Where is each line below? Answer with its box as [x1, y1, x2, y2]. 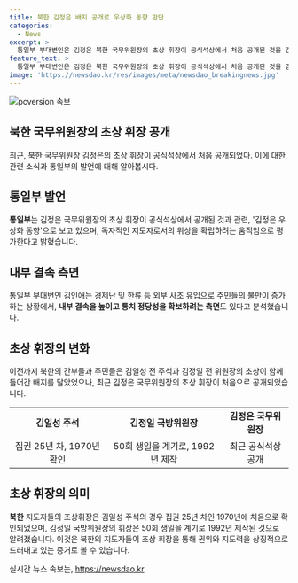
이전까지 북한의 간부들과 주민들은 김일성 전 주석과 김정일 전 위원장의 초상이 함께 [9, 366, 284, 377]
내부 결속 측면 [9, 265, 80, 280]
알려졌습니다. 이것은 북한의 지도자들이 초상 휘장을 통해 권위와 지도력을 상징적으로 [9, 533, 289, 544]
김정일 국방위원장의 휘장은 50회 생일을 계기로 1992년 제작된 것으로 [49, 522, 280, 532]
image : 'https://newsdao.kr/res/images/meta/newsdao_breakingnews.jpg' [9, 71, 279, 80]
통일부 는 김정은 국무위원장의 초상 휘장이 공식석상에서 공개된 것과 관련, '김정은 [9, 214, 277, 225]
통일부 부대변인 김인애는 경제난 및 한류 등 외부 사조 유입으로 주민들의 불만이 [9, 290, 270, 301]
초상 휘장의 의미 [9, 486, 90, 501]
